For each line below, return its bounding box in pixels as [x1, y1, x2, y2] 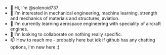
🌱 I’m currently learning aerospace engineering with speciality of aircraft [10, 20, 161, 26]
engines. [10, 26, 29, 32]
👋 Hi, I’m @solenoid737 [10, 5, 59, 10]
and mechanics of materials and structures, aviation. [10, 15, 120, 21]
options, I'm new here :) [10, 44, 60, 50]
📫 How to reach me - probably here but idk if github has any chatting [10, 37, 155, 42]
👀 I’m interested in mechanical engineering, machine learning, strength [10, 10, 158, 16]
